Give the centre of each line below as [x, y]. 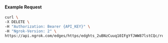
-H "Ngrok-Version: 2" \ [31, 31]
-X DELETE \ [17, 22]
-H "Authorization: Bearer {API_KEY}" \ [48, 26]
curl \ [12, 17]
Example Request [23, 7]
